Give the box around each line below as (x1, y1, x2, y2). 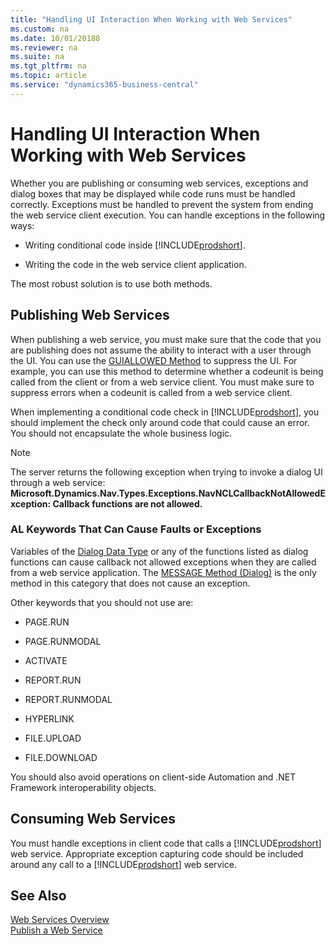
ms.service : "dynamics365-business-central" (10, 80, 199, 90)
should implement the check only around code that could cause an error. (10, 416, 310, 428)
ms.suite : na (10, 52, 65, 62)
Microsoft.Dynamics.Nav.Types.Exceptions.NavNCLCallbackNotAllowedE (10, 487, 326, 499)
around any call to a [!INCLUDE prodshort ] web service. (10, 858, 238, 870)
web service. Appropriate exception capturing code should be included (10, 847, 304, 860)
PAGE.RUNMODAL (24, 635, 102, 647)
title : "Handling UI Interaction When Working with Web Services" (10, 14, 293, 25)
